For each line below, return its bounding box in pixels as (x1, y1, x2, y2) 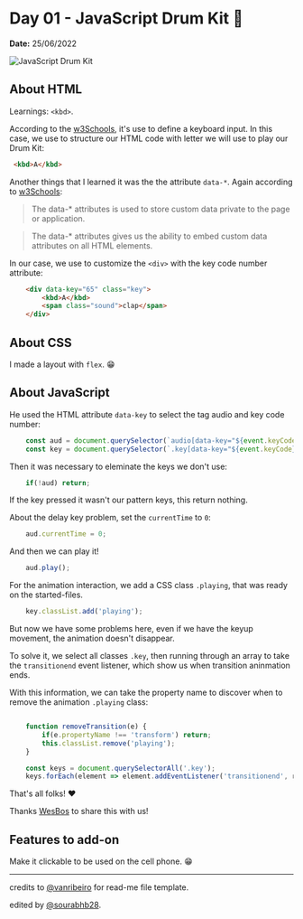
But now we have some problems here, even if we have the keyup (9, 624, 254, 633)
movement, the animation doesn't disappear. (9, 633, 176, 643)
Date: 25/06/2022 (9, 38, 78, 49)
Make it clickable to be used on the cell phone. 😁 (9, 856, 193, 867)
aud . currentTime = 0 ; (25, 530, 106, 539)
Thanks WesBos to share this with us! (9, 806, 149, 817)
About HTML (9, 81, 83, 98)
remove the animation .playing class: (9, 697, 149, 708)
